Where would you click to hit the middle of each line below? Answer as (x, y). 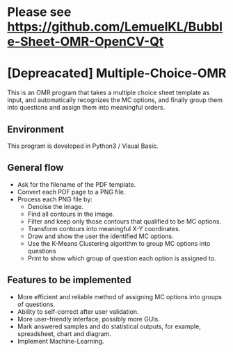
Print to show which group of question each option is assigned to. (122, 258)
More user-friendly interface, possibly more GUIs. (88, 319)
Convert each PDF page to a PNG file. (71, 192)
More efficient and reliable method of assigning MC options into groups (120, 296)
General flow (35, 168)
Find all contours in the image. (71, 214)
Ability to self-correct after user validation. (78, 311)
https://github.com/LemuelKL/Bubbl (115, 27)
